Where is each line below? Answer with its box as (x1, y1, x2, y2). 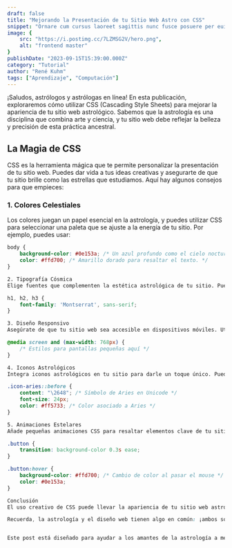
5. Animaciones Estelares (7, 421, 81, 428)
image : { (7, 29, 32, 37)
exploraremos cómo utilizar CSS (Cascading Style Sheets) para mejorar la (7, 101, 217, 109)
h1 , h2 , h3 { (7, 294, 45, 301)
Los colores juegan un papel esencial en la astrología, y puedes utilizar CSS (7, 216, 222, 225)
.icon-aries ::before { (7, 383, 72, 390)
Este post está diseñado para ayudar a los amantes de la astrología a (7, 535, 217, 542)
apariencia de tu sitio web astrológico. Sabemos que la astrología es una (7, 108, 214, 116)
